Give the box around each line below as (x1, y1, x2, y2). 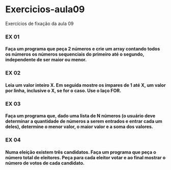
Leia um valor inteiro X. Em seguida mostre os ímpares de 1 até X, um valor (5, 82, 166, 88)
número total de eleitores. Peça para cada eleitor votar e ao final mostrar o (5, 155, 166, 160)
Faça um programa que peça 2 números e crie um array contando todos (5, 46, 160, 52)
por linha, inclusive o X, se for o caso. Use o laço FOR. (5, 87, 121, 93)
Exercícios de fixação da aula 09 (5, 20, 74, 27)
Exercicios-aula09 (5, 4, 85, 15)
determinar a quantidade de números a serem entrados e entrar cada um (5, 118, 162, 125)
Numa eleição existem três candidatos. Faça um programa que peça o (5, 149, 157, 155)
